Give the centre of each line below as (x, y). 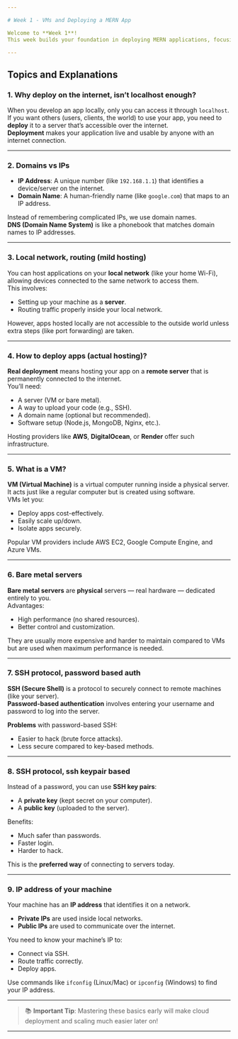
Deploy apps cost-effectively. (61, 513)
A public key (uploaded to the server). (73, 808)
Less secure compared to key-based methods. (86, 746)
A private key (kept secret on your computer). (85, 800)
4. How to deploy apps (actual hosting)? (77, 356)
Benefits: (21, 822)
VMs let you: (26, 500)
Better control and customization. (66, 626)
